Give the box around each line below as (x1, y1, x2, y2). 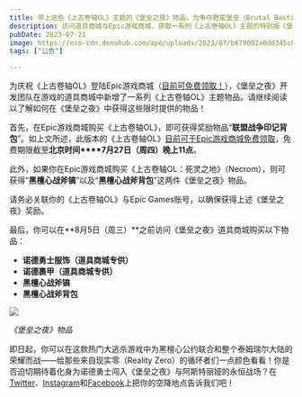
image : (9, 38, 34, 48)
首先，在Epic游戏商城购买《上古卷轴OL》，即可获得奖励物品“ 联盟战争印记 (9, 122, 280, 133)
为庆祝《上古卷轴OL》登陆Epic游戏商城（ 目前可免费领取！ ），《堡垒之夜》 (9, 80, 280, 91)
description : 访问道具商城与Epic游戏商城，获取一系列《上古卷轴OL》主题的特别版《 (9, 22, 287, 31)
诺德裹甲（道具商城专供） (22, 266, 118, 277)
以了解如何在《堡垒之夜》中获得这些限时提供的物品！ (9, 103, 207, 113)
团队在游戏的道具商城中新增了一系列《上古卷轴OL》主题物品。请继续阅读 (16, 92, 288, 103)
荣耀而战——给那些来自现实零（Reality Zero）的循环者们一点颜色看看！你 (9, 355, 282, 365)
